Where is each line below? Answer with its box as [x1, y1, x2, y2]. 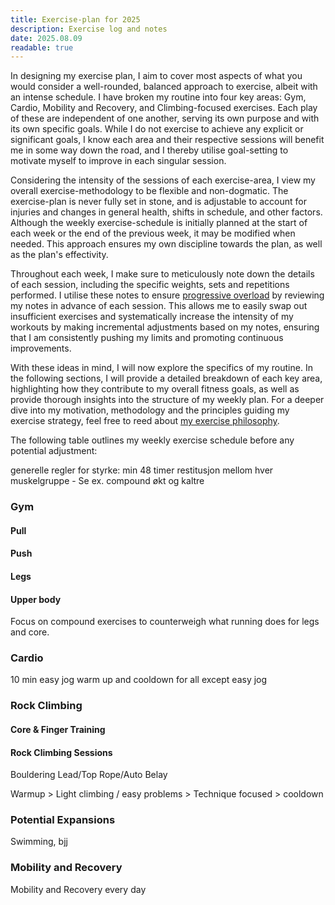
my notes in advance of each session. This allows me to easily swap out [10, 300, 308, 312]
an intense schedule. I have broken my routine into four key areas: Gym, [10, 91, 307, 103]
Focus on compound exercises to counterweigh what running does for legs [10, 616, 320, 628]
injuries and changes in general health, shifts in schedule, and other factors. [10, 206, 323, 218]
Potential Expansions [10, 813, 116, 827]
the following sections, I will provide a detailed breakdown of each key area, [10, 372, 323, 385]
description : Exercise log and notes [10, 24, 168, 34]
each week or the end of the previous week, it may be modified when [10, 227, 296, 240]
